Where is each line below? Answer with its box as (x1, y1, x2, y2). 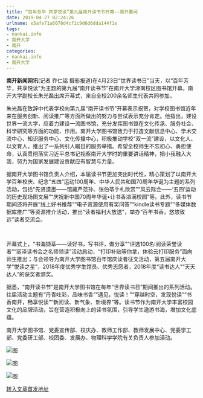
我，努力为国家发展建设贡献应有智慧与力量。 (6, 158, 118, 165)
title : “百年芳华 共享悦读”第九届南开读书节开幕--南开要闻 (6, 8, 138, 15)
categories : (6, 48, 36, 54)
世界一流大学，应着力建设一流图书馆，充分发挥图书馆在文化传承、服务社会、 (6, 120, 197, 127)
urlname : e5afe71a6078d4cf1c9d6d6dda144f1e (6, 20, 118, 26)
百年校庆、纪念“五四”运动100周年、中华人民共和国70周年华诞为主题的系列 (11, 178, 196, 185)
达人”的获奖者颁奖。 (6, 270, 57, 278)
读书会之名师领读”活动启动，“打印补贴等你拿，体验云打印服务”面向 (27, 248, 193, 255)
